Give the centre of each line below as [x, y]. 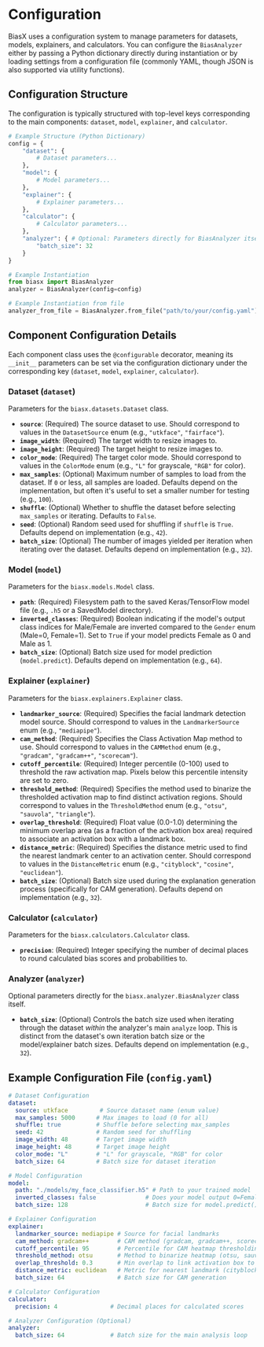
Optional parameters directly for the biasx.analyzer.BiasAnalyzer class [124, 996]
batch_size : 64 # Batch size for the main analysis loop [131, 1335]
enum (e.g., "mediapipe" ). [60, 730]
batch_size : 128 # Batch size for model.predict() [137, 1205]
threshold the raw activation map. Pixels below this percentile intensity [134, 772]
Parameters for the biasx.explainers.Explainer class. [95, 698]
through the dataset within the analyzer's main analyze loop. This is [128, 1028]
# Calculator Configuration [54, 1292]
